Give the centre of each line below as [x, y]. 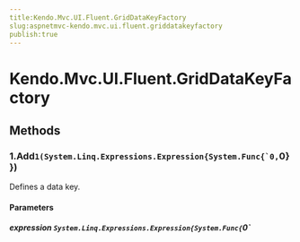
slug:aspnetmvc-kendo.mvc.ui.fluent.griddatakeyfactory [116, 26]
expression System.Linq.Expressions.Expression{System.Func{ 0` [130, 228]
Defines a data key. [45, 187]
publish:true [34, 34]
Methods [35, 130]
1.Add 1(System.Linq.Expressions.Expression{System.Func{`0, [145, 156]
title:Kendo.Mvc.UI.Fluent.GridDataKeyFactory [98, 17]
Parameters [31, 207]
